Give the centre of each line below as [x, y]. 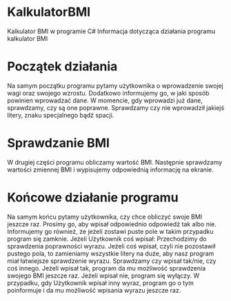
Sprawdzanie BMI [59, 143]
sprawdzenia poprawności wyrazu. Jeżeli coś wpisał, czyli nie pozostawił [111, 246]
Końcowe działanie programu [93, 197]
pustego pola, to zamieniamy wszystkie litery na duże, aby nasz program [111, 253]
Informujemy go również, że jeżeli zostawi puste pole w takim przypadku [110, 231]
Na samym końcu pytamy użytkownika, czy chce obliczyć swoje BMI [105, 217]
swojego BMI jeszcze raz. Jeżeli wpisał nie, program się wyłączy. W [103, 275]
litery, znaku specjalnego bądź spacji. [61, 115]
